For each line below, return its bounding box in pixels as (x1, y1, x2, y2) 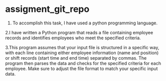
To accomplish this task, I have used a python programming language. (12, 20, 158, 26)
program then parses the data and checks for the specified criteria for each (5, 60, 161, 66)
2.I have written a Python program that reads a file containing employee (5, 29, 153, 35)
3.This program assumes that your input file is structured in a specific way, (5, 44, 159, 50)
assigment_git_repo (5, 3, 90, 15)
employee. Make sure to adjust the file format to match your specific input (5, 66, 158, 72)
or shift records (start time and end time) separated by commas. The (5, 55, 147, 61)
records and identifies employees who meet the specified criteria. (5, 35, 141, 41)
